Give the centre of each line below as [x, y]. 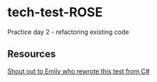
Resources [32, 54]
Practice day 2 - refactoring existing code [68, 32]
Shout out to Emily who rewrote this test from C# [79, 71]
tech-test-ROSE [55, 12]
